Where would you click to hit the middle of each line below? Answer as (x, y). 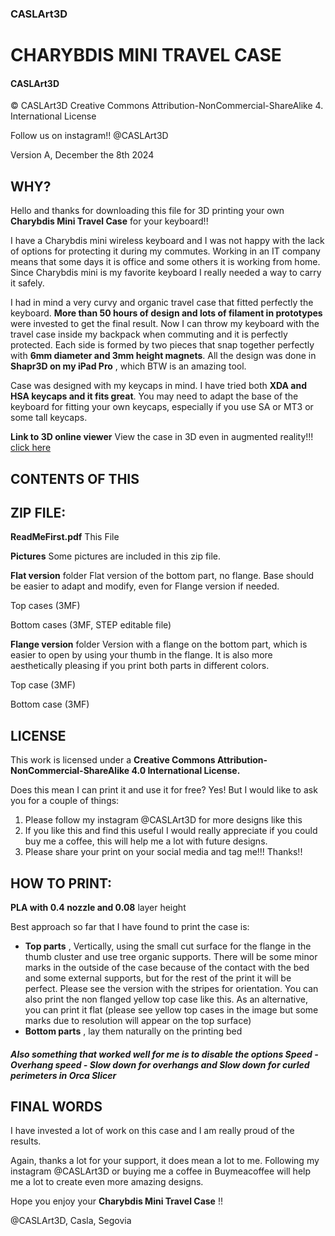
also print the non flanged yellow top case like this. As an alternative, (166, 999)
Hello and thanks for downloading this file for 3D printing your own (147, 211)
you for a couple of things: (65, 801)
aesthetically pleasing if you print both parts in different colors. (140, 666)
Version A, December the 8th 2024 (82, 155)
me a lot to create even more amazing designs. (107, 1182)
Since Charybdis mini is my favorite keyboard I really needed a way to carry (166, 273)
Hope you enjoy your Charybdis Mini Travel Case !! (116, 1201)
